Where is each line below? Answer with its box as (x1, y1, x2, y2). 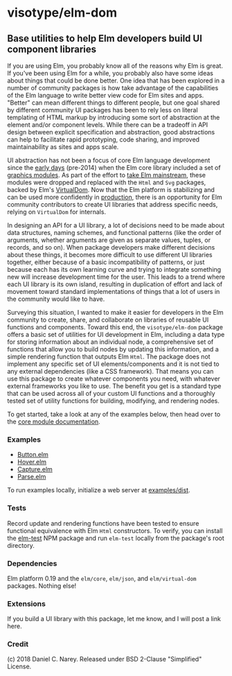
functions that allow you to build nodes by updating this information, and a (7, 345, 220, 353)
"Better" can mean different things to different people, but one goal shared (7, 98, 220, 107)
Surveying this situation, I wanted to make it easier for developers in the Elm (7, 309, 224, 316)
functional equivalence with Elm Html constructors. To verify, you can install (7, 526, 223, 535)
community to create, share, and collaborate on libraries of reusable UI (7, 315, 209, 324)
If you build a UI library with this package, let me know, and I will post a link (7, 615, 222, 623)
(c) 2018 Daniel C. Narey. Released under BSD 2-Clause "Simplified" (7, 655, 202, 664)
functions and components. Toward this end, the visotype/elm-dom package (7, 323, 224, 331)
